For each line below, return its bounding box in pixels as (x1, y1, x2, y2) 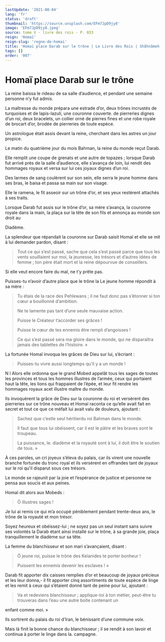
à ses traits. (5, 195, 29, 201)
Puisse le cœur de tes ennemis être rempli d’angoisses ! (17, 327, 131, 333)
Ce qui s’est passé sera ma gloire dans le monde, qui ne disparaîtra (17, 337, 154, 342)
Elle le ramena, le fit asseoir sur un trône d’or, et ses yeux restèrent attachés (5, 190, 159, 196)
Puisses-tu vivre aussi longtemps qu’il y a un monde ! (17, 361, 126, 367)
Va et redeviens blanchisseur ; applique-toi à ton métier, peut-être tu (17, 592, 156, 598)
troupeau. (17, 431, 37, 437)
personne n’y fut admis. (5, 96, 53, 101)
